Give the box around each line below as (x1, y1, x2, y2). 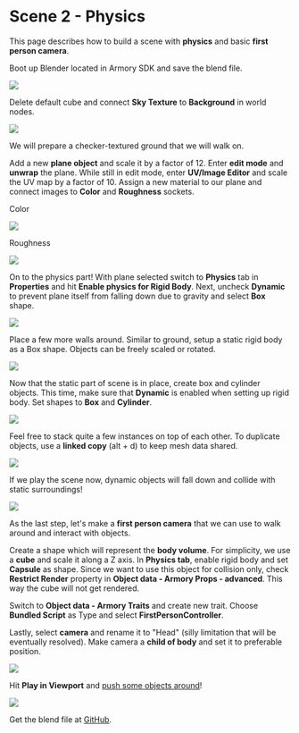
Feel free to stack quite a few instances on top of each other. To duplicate (9, 431, 280, 442)
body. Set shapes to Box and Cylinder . (9, 396, 153, 408)
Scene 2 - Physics (9, 6, 145, 27)
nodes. (9, 105, 35, 117)
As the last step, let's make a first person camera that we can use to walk (9, 518, 281, 528)
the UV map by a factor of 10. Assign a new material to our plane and (9, 176, 262, 187)
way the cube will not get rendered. (9, 583, 140, 594)
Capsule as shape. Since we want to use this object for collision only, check (9, 563, 289, 574)
